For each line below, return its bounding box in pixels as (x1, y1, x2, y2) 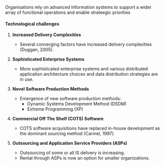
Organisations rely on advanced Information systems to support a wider (5, 4, 152, 10)
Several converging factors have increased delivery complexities (19, 42, 152, 48)
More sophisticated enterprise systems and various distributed (19, 66, 148, 72)
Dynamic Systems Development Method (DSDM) (27, 101, 127, 107)
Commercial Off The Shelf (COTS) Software (12, 116, 104, 122)
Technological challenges (5, 21, 59, 27)
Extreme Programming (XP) (27, 106, 83, 112)
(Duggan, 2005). (19, 47, 54, 53)
